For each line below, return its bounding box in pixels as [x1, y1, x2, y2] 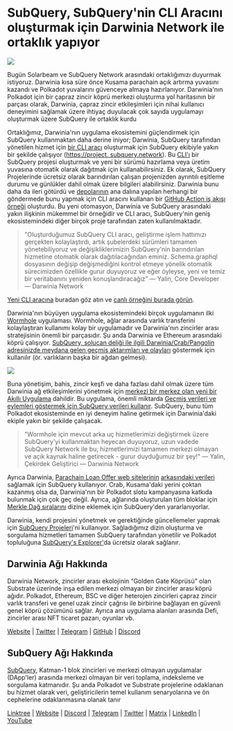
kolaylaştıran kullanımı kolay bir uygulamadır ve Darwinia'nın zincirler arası [7, 323, 219, 331]
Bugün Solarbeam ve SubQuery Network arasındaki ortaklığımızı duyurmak [7, 70, 222, 79]
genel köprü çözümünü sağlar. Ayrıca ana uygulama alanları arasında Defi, [7, 606, 218, 614]
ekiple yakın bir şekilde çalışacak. [7, 416, 103, 425]
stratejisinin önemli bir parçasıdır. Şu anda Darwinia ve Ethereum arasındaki [7, 331, 222, 339]
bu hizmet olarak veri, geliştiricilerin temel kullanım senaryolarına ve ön [7, 688, 210, 696]
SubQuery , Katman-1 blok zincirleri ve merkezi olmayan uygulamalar [7, 666, 202, 674]
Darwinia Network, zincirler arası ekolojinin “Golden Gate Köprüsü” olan [7, 577, 212, 585]
